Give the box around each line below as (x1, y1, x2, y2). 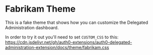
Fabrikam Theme (5, 3, 76, 15)
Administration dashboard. (5, 24, 59, 30)
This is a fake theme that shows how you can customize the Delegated (5, 19, 149, 25)
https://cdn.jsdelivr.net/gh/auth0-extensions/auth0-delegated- (5, 39, 132, 45)
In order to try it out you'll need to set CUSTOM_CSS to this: (5, 34, 119, 40)
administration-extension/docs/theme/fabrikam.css (5, 44, 109, 50)
